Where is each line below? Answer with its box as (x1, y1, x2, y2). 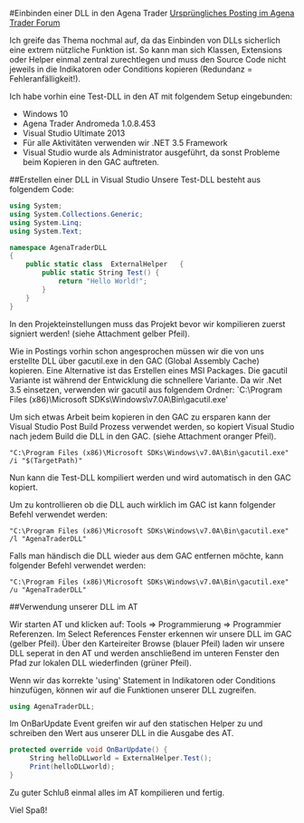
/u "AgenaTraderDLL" (9, 585, 88, 595)
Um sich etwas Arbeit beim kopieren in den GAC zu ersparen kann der (9, 411, 271, 422)
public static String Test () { (42, 268, 160, 277)
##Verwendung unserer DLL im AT (9, 601, 138, 612)
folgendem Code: (9, 184, 74, 194)
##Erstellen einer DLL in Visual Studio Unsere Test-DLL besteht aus (9, 174, 261, 185)
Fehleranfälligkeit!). (9, 73, 81, 84)
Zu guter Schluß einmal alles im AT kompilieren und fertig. (9, 787, 225, 798)
